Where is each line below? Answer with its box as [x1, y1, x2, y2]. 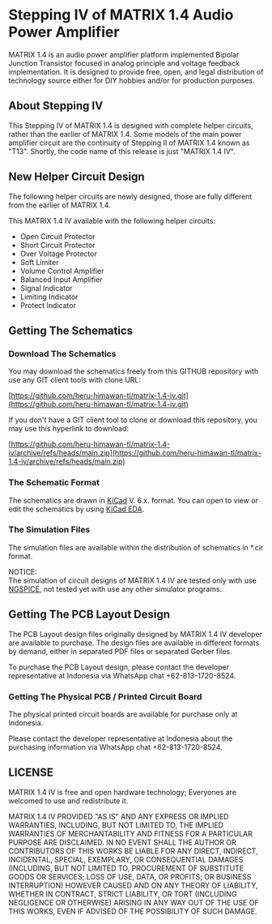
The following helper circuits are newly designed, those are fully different [8, 191, 253, 201]
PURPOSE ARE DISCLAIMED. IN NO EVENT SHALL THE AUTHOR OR [8, 837, 236, 847]
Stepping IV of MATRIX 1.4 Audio [8, 6, 234, 24]
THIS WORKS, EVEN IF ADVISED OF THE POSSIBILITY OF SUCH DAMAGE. [8, 906, 257, 916]
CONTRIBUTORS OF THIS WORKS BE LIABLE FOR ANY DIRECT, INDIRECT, [8, 845, 259, 856]
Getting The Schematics [8, 323, 134, 337]
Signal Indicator [19, 283, 73, 293]
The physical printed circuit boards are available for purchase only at [8, 709, 238, 719]
